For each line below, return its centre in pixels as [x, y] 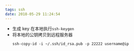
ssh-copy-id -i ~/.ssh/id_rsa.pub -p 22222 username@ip [70, 44]
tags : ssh [15, 9]
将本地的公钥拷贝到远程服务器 [42, 34]
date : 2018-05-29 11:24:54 [33, 14]
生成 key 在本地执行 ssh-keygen [43, 28]
